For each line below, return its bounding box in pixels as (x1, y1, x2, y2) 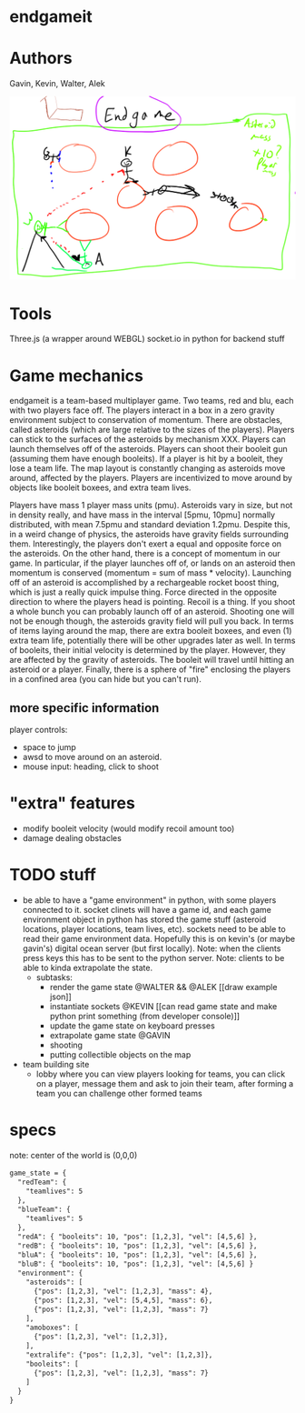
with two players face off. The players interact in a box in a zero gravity (9, 405, 275, 416)
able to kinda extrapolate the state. (22, 962, 152, 974)
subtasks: (35, 972, 73, 983)
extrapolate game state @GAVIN (49, 1030, 171, 1041)
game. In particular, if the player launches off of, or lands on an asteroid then (9, 557, 296, 569)
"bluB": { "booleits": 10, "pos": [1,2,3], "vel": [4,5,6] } (17, 1259, 254, 1268)
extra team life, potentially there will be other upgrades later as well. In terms (9, 635, 296, 646)
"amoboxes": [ (25, 1323, 79, 1332)
